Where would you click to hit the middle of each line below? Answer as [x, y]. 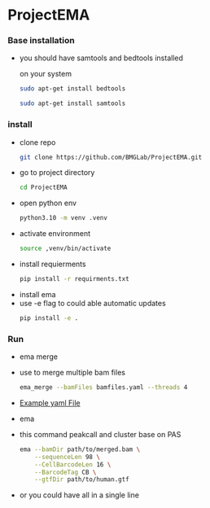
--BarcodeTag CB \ [66, 472]
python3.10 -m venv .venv [63, 218]
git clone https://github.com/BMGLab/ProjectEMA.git [111, 157]
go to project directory [57, 173]
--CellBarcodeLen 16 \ [73, 464]
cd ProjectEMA [43, 188]
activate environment [55, 234]
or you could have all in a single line [79, 495]
